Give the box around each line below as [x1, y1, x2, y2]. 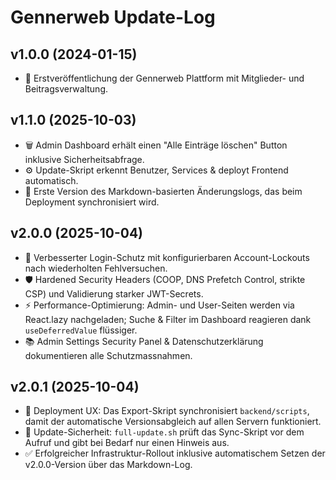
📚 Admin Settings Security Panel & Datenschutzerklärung [24, 335, 264, 347]
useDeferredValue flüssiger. [24, 324, 138, 336]
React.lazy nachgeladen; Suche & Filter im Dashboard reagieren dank [24, 313, 312, 325]
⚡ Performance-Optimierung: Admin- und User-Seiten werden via [24, 299, 295, 311]
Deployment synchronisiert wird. [24, 196, 160, 208]
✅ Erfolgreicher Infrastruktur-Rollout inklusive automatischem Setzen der [24, 447, 326, 460]
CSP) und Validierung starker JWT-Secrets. [24, 287, 204, 300]
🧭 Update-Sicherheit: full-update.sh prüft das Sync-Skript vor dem [24, 426, 305, 438]
